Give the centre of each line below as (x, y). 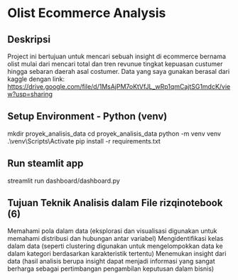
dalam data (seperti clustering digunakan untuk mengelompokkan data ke (115, 246)
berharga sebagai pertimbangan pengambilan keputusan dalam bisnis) (111, 269)
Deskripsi (29, 39)
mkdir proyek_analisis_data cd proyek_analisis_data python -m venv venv (114, 134)
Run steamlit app (45, 164)
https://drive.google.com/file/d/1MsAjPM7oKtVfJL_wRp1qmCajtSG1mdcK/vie (119, 86)
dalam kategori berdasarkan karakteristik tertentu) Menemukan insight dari (117, 254)
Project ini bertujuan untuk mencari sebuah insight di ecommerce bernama (117, 56)
